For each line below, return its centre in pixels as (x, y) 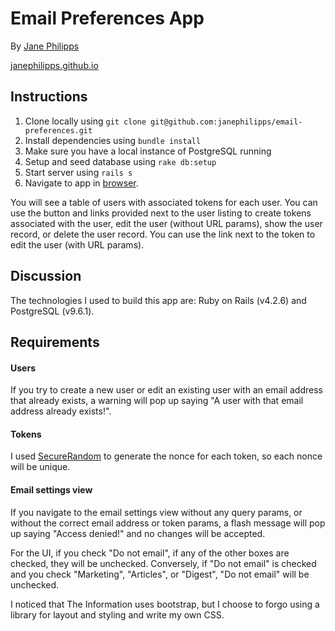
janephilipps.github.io (54, 65)
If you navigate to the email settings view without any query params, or (156, 512)
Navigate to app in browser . (81, 183)
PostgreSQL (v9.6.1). (52, 311)
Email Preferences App (107, 18)
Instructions (49, 97)
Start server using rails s (78, 172)
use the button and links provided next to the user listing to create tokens (161, 213)
